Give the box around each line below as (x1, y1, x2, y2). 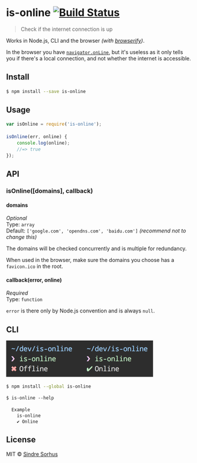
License (6, 435, 36, 445)
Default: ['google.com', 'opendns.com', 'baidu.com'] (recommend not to (6, 227, 186, 234)
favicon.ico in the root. (6, 263, 63, 270)
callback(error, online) (6, 276, 62, 283)
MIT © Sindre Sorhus (6, 451, 58, 458)
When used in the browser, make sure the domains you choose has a (6, 257, 175, 264)
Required (6, 289, 28, 296)
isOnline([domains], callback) (6, 187, 93, 195)
